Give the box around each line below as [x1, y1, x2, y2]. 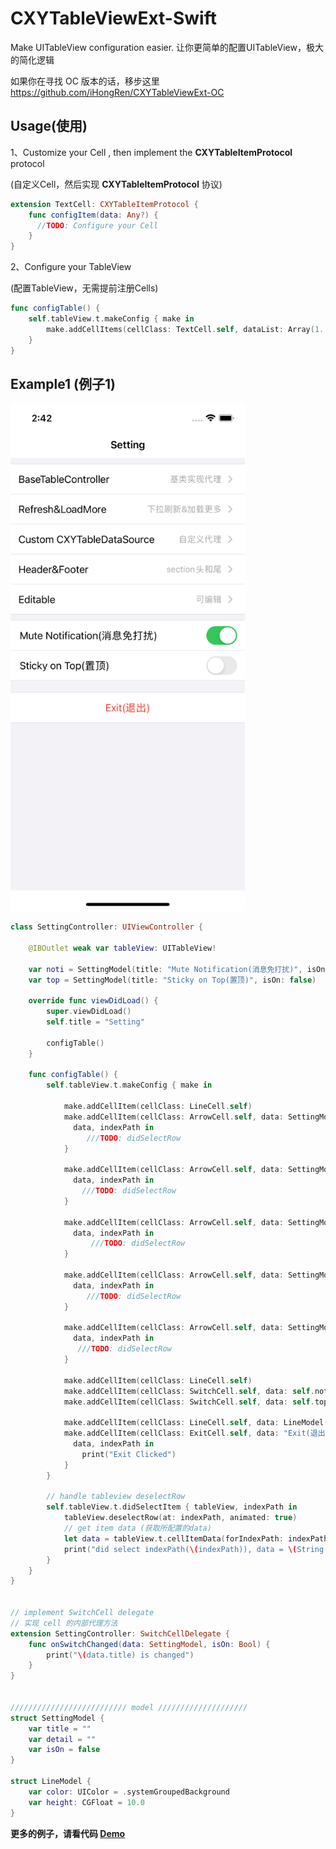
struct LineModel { [10, 1777, 92, 1787]
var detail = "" [28, 1734, 97, 1744]
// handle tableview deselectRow [46, 1492, 186, 1502]
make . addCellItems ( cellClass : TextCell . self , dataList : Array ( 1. [46, 324, 325, 334]
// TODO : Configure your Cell [36, 220, 159, 231]
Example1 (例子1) [10, 375, 116, 392]
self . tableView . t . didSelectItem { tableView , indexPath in [46, 1502, 298, 1512]
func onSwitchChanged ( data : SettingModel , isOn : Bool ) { [28, 1639, 271, 1649]
